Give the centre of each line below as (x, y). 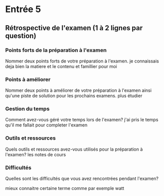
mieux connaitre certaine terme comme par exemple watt (65, 188)
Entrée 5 (23, 9)
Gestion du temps (28, 109)
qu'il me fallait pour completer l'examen (46, 125)
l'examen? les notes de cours (36, 154)
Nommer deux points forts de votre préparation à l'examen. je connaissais (82, 61)
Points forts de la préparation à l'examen (56, 50)
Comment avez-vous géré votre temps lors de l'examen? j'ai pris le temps (82, 120)
